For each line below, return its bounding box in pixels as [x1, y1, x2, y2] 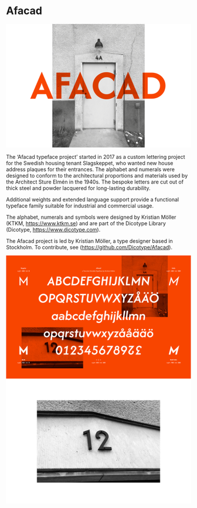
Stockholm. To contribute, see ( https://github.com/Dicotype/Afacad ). [6, 243, 173, 250]
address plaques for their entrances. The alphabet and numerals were [6, 166, 175, 173]
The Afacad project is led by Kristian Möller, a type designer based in [6, 237, 173, 245]
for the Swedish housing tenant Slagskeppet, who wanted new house [6, 159, 174, 166]
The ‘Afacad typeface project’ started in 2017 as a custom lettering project [6, 153, 185, 160]
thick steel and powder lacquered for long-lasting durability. [6, 184, 151, 192]
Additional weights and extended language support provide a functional [6, 196, 179, 203]
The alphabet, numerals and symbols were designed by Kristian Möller [6, 213, 176, 220]
